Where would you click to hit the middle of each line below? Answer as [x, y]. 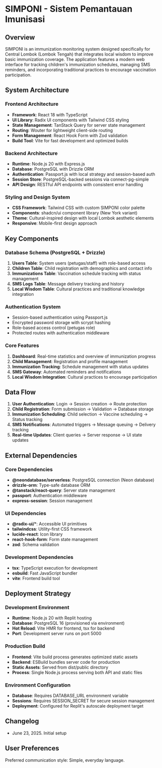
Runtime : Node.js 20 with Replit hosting [52, 618]
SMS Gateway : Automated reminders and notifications [66, 372]
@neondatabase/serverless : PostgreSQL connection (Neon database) [83, 480]
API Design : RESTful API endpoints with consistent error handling [77, 184]
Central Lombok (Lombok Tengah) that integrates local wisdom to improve [79, 54]
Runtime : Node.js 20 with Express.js [49, 164]
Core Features [22, 346]
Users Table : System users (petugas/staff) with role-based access [79, 263]
